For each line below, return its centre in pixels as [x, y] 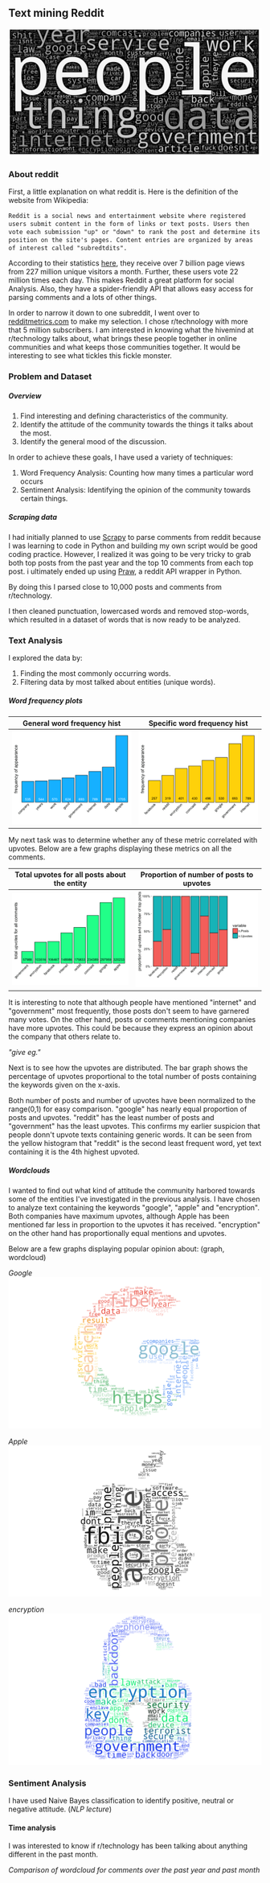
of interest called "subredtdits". [68, 249]
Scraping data [33, 517]
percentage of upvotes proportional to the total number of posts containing [133, 1076]
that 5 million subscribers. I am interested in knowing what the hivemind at [131, 330]
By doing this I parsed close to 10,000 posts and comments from [115, 587]
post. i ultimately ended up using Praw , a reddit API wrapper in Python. [125, 571]
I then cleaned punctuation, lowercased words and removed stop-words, [129, 611]
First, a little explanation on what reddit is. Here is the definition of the [123, 192]
